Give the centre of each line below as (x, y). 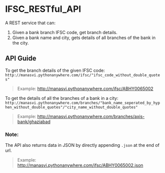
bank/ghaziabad (34, 122)
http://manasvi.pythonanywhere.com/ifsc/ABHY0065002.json (80, 165)
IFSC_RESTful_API (43, 9)
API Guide (21, 59)
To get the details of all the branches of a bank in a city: (62, 98)
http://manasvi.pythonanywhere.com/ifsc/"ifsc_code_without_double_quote (83, 75)
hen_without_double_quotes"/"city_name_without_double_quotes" (72, 107)
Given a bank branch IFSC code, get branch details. (65, 32)
